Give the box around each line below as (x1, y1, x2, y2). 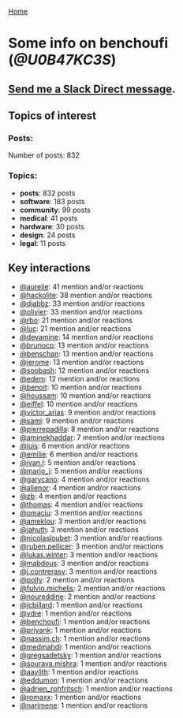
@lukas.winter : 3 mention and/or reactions (19, 550, 159, 560)
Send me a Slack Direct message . (8, 82, 176, 95)
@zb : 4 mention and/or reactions (19, 492, 128, 501)
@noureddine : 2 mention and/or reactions (19, 592, 156, 601)
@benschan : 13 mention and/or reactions (19, 349, 154, 359)
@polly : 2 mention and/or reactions (19, 575, 135, 585)
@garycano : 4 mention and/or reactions (19, 474, 150, 484)
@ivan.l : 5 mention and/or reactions (19, 458, 136, 467)
